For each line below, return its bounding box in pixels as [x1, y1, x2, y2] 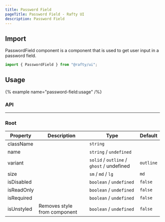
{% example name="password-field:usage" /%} [5, 89, 102, 95]
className [7, 140, 33, 147]
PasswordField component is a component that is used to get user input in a [5, 48, 159, 54]
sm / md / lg [89, 170, 114, 177]
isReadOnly [7, 187, 34, 194]
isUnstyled [7, 206, 32, 213]
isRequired [7, 194, 32, 201]
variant [7, 160, 24, 166]
